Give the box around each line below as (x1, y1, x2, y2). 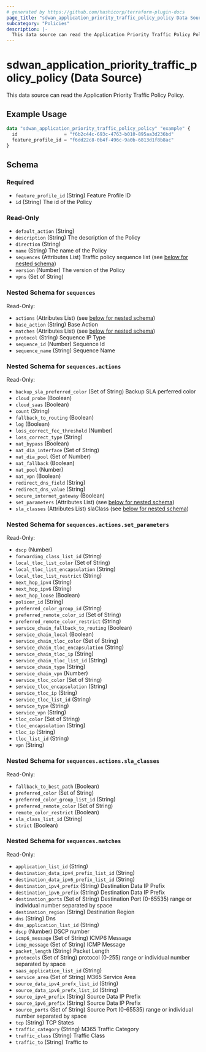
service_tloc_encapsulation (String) (15, 683, 108, 690)
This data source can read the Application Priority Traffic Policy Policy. (6, 91, 185, 99)
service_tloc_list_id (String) (15, 696, 91, 703)
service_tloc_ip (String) (15, 689, 78, 697)
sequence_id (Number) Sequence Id (15, 340, 105, 347)
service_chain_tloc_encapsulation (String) (15, 644, 124, 651)
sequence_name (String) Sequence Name (15, 347, 115, 354)
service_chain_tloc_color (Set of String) (15, 637, 119, 645)
